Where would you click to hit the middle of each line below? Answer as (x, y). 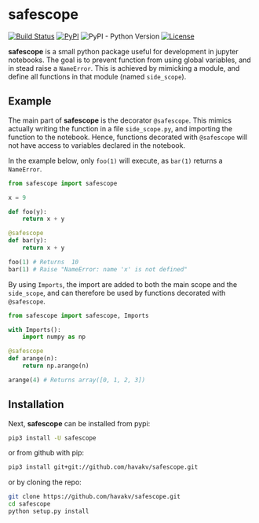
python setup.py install (49, 512)
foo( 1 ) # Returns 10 (44, 262)
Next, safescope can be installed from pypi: (79, 423)
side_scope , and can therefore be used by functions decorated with (117, 293)
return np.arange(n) (56, 366)
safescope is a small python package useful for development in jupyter (124, 51)
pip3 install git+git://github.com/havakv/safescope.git (103, 467)
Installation (36, 405)
